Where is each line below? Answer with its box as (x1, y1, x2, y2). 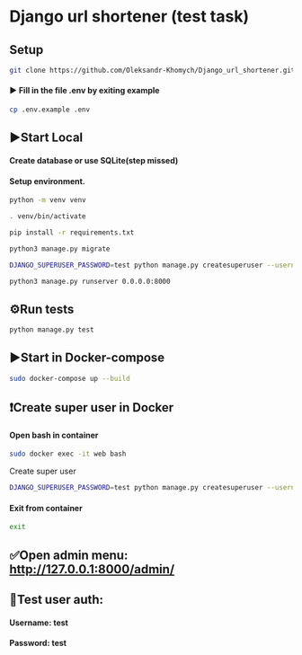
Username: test (9, 617, 69, 628)
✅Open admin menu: (9, 547, 129, 562)
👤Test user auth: (9, 591, 104, 607)
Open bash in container (9, 429, 99, 440)
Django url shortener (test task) (9, 6, 250, 27)
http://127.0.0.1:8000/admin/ (9, 562, 175, 577)
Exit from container (9, 502, 83, 513)
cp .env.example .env (9, 105, 91, 114)
